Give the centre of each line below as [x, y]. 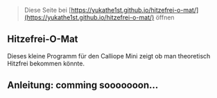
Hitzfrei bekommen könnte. [46, 63]
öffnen [165, 17]
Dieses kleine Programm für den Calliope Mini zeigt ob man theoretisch [109, 56]
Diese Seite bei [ [47, 10]
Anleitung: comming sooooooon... [83, 85]
